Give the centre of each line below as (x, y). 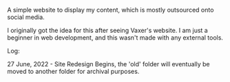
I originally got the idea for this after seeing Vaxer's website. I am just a (107, 30)
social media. (26, 17)
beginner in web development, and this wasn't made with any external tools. (115, 38)
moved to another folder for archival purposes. (73, 71)
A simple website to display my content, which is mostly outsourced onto (111, 10)
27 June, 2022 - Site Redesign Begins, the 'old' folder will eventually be (108, 64)
